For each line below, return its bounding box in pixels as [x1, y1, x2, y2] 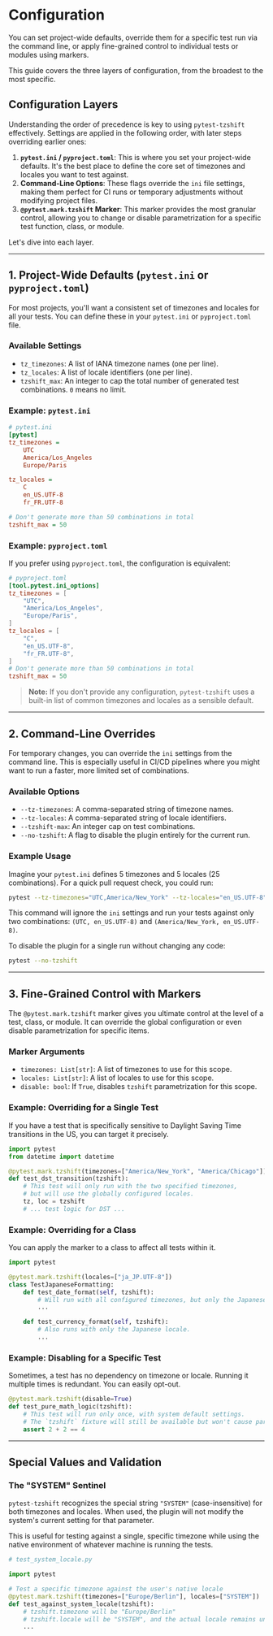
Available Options [8, 786, 80, 797]
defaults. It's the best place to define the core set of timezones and [19, 161, 245, 171]
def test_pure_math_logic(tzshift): [8, 1403, 132, 1411]
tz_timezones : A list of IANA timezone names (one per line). [19, 358, 219, 368]
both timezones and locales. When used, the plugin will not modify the [8, 1507, 244, 1517]
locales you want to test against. [19, 169, 129, 180]
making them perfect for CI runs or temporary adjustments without [19, 187, 244, 197]
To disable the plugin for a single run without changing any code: [8, 941, 226, 951]
